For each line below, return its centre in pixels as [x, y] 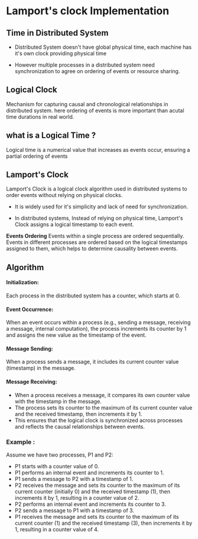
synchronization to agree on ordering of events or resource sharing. [97, 71]
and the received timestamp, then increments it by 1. [78, 414]
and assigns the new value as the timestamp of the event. [76, 335]
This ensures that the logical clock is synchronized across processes [99, 420]
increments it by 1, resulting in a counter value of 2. [77, 497]
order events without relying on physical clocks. [64, 195]
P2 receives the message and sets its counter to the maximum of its [97, 485]
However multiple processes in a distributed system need [85, 65]
